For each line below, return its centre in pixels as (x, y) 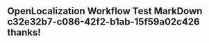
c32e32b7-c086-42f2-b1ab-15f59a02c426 (103, 22)
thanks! (24, 32)
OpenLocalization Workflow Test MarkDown (105, 11)
